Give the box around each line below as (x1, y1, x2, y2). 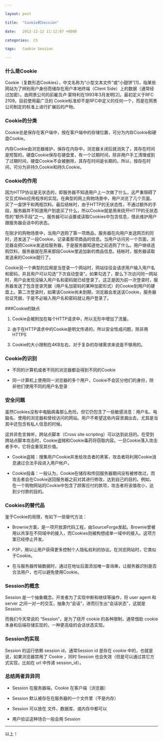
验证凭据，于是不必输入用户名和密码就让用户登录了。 (5, 295, 112, 301)
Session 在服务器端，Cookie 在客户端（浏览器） (12, 685, 108, 691)
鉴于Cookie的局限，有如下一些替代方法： (5, 514, 87, 520)
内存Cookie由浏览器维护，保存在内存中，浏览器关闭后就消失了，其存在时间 (5, 145, 155, 151)
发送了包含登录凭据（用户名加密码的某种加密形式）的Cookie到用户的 (13, 283, 151, 289)
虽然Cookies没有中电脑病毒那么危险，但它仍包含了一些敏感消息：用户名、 (5, 409, 153, 415)
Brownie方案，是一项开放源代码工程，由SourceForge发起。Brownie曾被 (12, 524, 156, 530)
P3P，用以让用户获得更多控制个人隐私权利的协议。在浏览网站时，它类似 (12, 546, 157, 552)
